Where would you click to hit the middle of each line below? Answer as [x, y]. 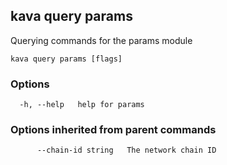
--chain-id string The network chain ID [126, 150]
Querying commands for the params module [101, 40]
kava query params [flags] [66, 59]
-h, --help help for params [82, 105]
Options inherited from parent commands [113, 130]
